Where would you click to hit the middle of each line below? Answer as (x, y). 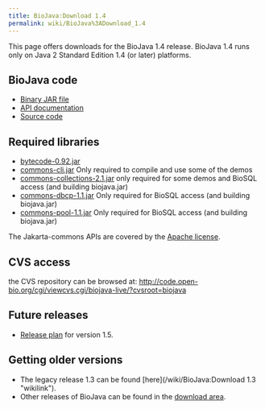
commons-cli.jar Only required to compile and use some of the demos (136, 170)
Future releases (48, 315)
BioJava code (43, 80)
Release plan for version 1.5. (67, 334)
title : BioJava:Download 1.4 (57, 16)
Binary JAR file (45, 99)
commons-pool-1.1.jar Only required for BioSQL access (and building (134, 213)
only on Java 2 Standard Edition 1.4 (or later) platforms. (100, 55)
